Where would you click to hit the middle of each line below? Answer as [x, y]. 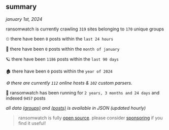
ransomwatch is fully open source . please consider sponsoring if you [90, 118]
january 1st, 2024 [24, 19]
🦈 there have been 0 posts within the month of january [63, 49]
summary [21, 7]
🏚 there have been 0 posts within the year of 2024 [59, 71]
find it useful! [32, 123]
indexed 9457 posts [26, 98]
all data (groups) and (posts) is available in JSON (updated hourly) [76, 108]
